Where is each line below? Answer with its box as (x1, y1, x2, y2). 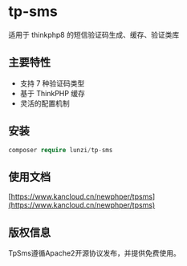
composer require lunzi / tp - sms (8, 146, 113, 154)
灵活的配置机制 (19, 99, 70, 108)
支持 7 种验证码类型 (19, 79, 85, 88)
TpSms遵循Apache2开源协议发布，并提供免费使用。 (8, 248, 181, 258)
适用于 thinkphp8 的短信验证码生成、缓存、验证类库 (8, 30, 180, 39)
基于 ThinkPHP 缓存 (19, 88, 86, 98)
